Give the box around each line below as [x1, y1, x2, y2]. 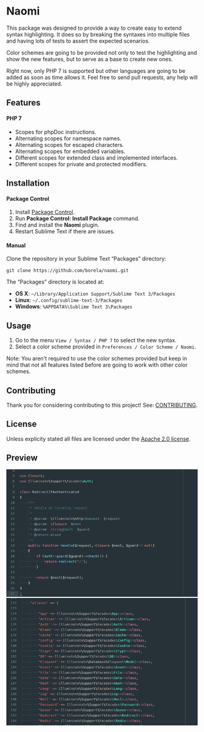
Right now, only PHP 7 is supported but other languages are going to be [6, 67, 186, 74]
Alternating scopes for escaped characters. [15, 141, 124, 148]
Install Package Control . [15, 208, 75, 216]
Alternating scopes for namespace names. [15, 135, 121, 142]
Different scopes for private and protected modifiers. [15, 160, 148, 168]
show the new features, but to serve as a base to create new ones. [6, 55, 173, 63]
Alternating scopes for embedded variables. [15, 147, 126, 155]
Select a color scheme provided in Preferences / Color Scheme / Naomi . [15, 343, 196, 350]
